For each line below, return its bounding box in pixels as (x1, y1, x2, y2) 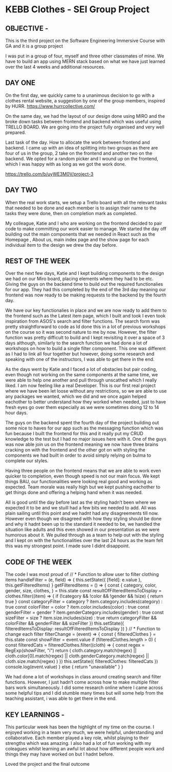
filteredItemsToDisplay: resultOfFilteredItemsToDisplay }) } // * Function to (5, 626, 161, 632)
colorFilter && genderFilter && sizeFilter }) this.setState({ (5, 620, 124, 627)
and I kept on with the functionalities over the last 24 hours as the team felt (5, 538, 163, 544)
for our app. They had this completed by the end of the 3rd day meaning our (5, 287, 166, 293)
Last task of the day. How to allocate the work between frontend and (5, 139, 150, 145)
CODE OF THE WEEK (5, 557, 72, 566)
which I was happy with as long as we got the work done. (5, 161, 126, 167)
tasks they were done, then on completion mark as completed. (5, 210, 137, 216)
